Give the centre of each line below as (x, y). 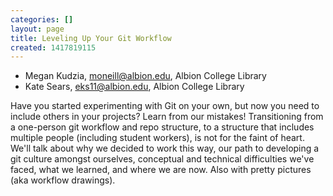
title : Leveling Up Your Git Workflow (91, 38)
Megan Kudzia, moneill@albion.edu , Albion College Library (145, 76)
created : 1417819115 (53, 47)
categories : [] (42, 19)
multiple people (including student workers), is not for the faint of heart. (157, 138)
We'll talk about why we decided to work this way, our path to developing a (165, 148)
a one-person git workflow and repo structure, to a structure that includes (162, 127)
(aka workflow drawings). (63, 180)
